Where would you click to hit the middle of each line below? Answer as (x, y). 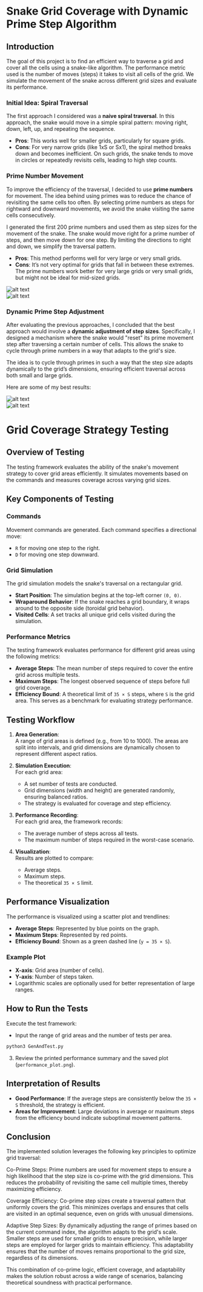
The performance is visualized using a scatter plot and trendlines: (88, 917)
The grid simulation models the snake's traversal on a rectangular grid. (95, 583)
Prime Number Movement (45, 176)
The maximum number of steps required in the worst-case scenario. (109, 840)
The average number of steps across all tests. (81, 833)
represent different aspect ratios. (56, 753)
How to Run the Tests (47, 1009)
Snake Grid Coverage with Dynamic (98, 11)
